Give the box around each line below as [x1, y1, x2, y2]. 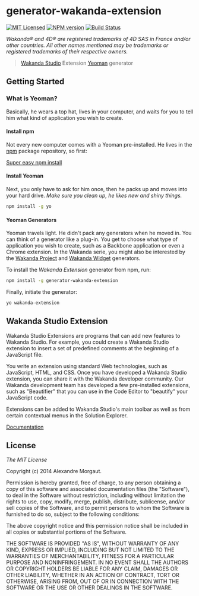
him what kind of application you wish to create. [6, 114, 124, 121]
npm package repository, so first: [6, 147, 87, 154]
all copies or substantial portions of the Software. [6, 528, 127, 535]
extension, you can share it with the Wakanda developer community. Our [6, 375, 184, 382]
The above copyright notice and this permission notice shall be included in [6, 522, 188, 530]
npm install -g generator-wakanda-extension [6, 278, 118, 284]
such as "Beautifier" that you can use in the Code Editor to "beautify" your [6, 388, 188, 395]
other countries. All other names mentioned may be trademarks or [6, 42, 169, 49]
